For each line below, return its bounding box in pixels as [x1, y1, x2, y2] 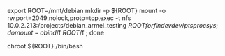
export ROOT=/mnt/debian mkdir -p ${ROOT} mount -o [7, 7, 166, 15]
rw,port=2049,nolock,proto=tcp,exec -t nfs [7, 14, 131, 22]
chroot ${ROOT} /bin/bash [7, 42, 84, 50]
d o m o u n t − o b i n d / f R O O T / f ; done [7, 28, 105, 37]
